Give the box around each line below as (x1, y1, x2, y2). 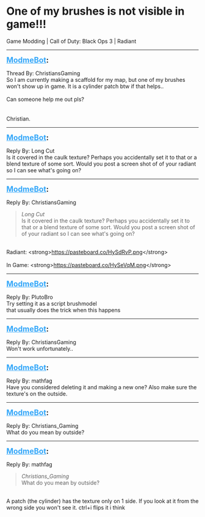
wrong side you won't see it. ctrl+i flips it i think (6, 504, 125, 511)
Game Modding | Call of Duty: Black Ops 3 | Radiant (6, 37, 137, 45)
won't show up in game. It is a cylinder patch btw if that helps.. (6, 82, 164, 90)
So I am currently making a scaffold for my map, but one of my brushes (6, 76, 185, 83)
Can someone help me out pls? (6, 95, 84, 103)
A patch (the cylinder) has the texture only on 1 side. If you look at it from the (6, 497, 199, 505)
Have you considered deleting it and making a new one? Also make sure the (6, 383, 197, 391)
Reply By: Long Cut (6, 147, 55, 154)
